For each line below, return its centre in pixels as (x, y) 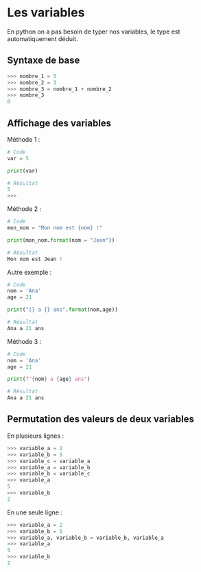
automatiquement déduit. (43, 38)
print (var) (23, 171)
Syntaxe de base (44, 61)
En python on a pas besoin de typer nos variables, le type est (94, 32)
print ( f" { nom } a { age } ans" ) (49, 379)
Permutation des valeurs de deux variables (100, 419)
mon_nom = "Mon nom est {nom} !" (55, 228)
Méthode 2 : (24, 209)
